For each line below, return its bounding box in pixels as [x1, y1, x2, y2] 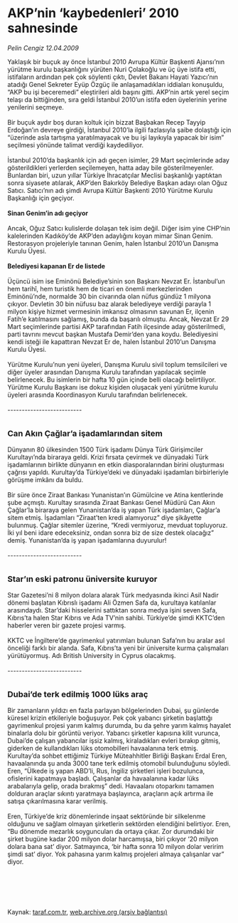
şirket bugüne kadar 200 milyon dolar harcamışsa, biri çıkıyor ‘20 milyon [7, 835, 219, 843]
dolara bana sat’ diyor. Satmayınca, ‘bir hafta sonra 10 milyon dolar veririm [7, 842, 224, 850]
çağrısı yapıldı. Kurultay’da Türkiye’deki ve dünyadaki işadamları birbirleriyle [7, 468, 229, 476]
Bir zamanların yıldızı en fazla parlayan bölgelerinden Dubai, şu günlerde [7, 706, 219, 714]
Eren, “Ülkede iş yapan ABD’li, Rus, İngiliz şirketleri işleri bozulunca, [7, 766, 205, 775]
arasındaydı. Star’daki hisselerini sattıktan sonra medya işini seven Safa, [7, 605, 218, 614]
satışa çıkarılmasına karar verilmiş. [7, 796, 108, 805]
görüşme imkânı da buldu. [7, 475, 84, 484]
